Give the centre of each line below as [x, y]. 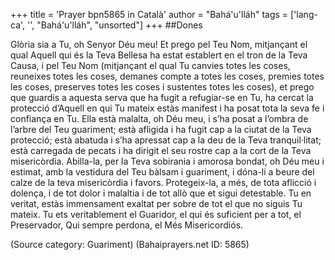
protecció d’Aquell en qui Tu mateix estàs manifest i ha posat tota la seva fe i [167, 108]
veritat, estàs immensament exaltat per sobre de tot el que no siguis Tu [156, 203]
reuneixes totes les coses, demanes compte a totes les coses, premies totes [167, 76]
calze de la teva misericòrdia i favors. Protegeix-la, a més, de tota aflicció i [163, 182]
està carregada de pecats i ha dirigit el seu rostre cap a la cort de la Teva [161, 150]
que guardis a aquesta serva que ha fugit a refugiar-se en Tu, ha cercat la [162, 97]
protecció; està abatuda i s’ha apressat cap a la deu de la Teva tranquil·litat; [166, 140]
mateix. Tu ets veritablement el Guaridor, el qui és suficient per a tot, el [156, 214]
